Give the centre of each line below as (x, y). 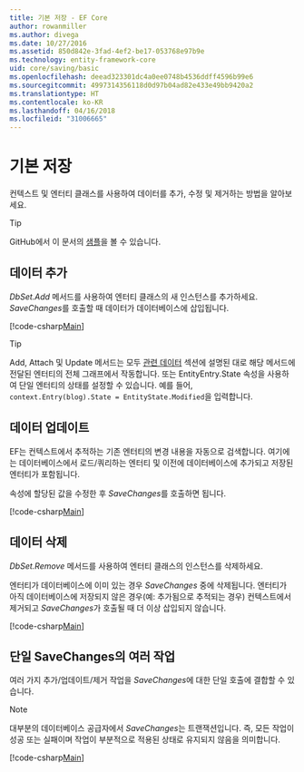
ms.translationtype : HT (54, 93)
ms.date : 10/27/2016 (49, 43)
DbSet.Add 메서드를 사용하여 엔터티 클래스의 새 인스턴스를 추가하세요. (134, 297)
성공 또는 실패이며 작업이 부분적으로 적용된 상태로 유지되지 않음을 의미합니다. (145, 739)
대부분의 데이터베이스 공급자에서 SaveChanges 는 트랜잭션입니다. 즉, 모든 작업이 (152, 728)
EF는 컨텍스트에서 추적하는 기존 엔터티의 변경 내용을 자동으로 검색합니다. (137, 451)
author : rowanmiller (49, 26)
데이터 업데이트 (49, 428)
